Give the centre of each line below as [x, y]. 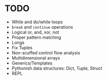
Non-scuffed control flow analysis [46, 53]
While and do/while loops [37, 22]
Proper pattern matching [36, 37]
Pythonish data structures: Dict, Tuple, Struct [57, 68]
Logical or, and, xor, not [35, 32]
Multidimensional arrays [36, 58]
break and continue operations [42, 27]
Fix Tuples [22, 48]
